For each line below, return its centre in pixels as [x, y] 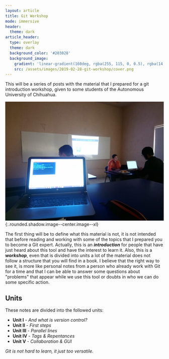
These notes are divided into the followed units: [55, 310]
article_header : [22, 37]
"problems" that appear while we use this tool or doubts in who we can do [82, 277]
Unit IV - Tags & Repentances [44, 336]
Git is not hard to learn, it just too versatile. [50, 351]
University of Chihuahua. [31, 95]
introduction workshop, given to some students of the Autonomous [75, 89]
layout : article [22, 11]
